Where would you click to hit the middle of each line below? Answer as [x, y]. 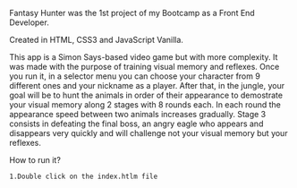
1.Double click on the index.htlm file [84, 176]
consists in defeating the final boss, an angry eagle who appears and [136, 124]
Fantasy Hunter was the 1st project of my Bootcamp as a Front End [132, 13]
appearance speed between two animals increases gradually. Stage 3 [138, 114]
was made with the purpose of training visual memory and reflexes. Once [144, 67]
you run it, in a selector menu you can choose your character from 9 [135, 76]
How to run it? [35, 160]
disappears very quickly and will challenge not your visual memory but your [148, 133]
